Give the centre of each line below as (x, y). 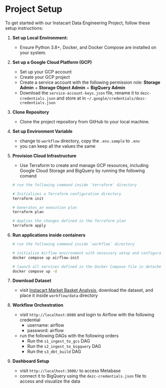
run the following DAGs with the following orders (69, 336)
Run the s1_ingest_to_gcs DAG (58, 341)
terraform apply (29, 226)
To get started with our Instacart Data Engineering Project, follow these (78, 23)
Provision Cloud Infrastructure (44, 156)
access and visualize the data (50, 381)
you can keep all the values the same (57, 146)
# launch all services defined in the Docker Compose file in (78, 267)
